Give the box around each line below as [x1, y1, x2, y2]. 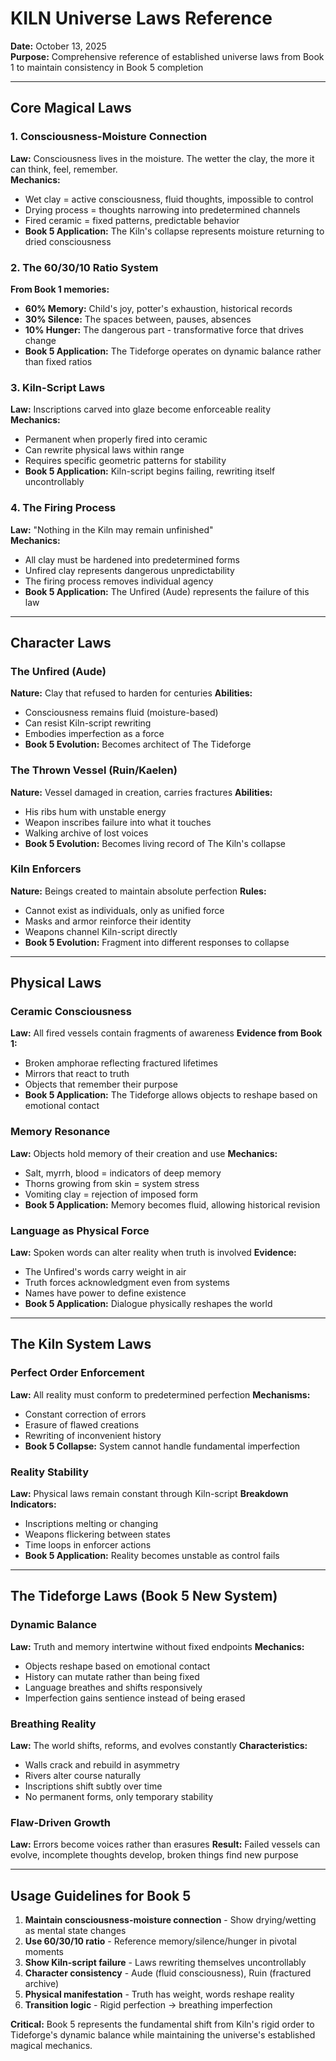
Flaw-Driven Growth [10, 1815, 111, 1829]
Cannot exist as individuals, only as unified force [24, 904, 225, 916]
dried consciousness [24, 235, 112, 247]
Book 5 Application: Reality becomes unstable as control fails [24, 1550, 280, 1562]
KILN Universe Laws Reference [10, 7, 273, 30]
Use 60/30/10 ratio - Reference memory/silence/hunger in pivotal [24, 1935, 297, 1947]
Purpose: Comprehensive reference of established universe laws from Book [10, 50, 325, 62]
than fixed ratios [24, 355, 93, 367]
